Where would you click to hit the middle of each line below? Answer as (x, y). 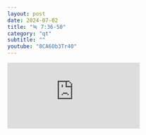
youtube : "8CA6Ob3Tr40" (42, 46)
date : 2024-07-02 (33, 20)
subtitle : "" (26, 40)
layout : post (26, 14)
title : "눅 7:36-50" (37, 27)
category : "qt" (30, 33)
